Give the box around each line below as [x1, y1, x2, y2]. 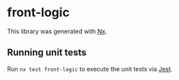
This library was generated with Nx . [7, 27, 107, 35]
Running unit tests [7, 47, 87, 58]
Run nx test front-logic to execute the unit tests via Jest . [7, 64, 173, 73]
